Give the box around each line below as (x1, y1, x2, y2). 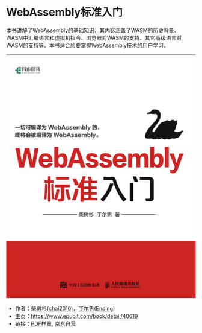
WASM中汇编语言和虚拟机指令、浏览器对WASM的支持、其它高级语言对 (6, 34, 182, 41)
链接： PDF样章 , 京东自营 (14, 320, 76, 327)
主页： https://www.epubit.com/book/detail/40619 (14, 312, 138, 320)
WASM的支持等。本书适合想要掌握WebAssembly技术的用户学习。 (6, 42, 170, 49)
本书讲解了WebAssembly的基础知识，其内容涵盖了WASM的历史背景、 (6, 27, 180, 34)
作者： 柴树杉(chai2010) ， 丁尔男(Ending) (14, 305, 115, 312)
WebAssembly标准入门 (6, 5, 123, 19)
